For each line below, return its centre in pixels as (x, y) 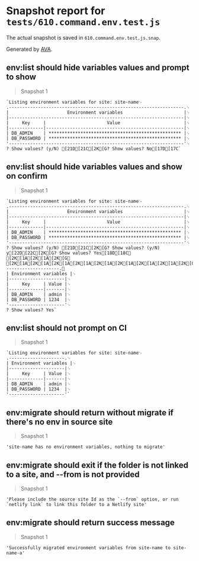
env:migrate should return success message (90, 523)
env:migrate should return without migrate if (90, 412)
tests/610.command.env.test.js (83, 22)
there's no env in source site (60, 422)
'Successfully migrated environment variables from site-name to (88, 548)
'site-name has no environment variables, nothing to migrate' (86, 447)
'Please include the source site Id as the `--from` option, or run (92, 499)
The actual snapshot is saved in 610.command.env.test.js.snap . (84, 37)
